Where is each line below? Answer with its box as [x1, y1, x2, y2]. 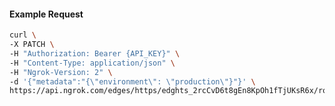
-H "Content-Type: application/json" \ [9, 58, 176, 68]
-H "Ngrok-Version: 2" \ [9, 67, 113, 77]
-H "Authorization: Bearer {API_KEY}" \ [9, 48, 181, 59]
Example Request [9, 8, 84, 20]
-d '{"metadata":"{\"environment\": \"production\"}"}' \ [9, 76, 256, 87]
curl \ [9, 30, 37, 40]
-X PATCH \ [9, 40, 55, 50]
